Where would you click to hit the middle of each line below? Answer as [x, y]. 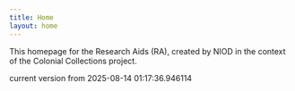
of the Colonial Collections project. [73, 61]
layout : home [34, 26]
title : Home [31, 17]
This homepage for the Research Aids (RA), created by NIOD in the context [147, 51]
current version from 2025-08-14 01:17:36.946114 [101, 78]
